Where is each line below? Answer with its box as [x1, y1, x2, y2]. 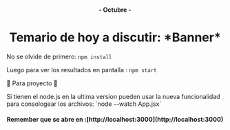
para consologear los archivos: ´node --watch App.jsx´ [6, 100, 162, 108]
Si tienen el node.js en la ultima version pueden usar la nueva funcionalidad [6, 92, 220, 100]
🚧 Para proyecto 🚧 [6, 79, 58, 87]
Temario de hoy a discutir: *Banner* [9, 30, 221, 45]
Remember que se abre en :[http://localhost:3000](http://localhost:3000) [6, 116, 224, 124]
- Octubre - [98, 6, 132, 14]
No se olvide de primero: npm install [6, 52, 112, 61]
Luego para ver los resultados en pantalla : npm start [6, 65, 157, 74]
